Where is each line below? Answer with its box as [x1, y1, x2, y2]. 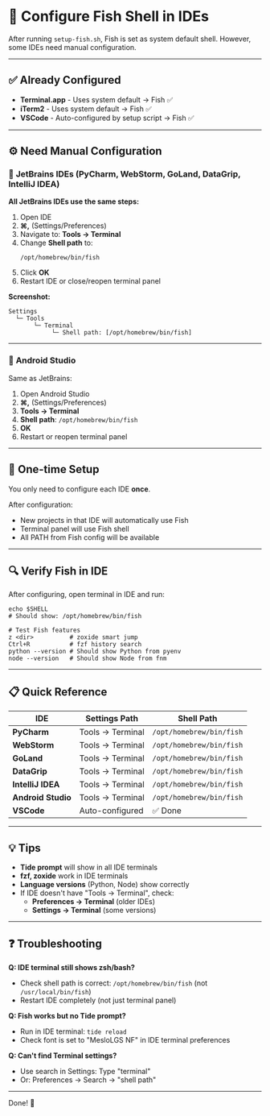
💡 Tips [8, 841, 42, 855]
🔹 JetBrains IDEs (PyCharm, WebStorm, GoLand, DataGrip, [8, 168, 241, 180]
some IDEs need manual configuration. [8, 42, 137, 52]
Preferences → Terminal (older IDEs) [31, 896, 155, 906]
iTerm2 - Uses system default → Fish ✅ [19, 104, 153, 114]
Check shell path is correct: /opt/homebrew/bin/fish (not [19, 978, 208, 988]
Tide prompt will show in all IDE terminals [19, 862, 158, 872]
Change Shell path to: [19, 238, 94, 248]
